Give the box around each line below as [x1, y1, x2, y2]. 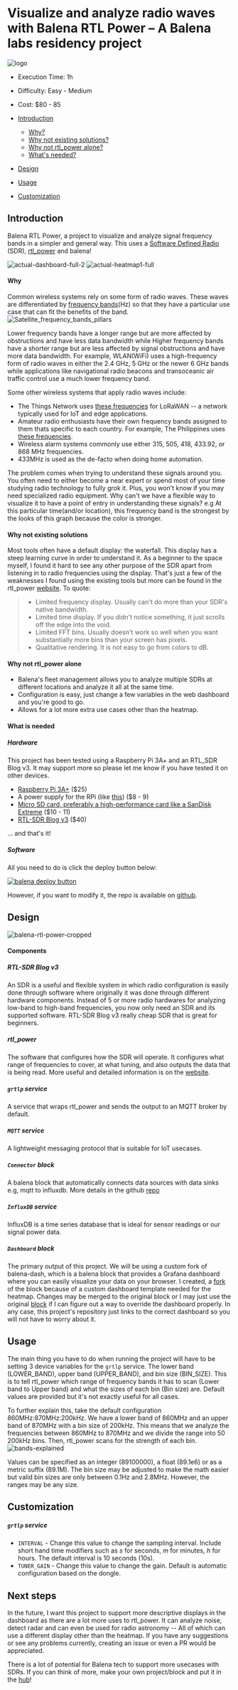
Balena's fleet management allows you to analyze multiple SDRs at [17, 675, 213, 684]
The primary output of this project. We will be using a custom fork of [7, 1262, 207, 1271]
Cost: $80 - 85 [17, 100, 62, 108]
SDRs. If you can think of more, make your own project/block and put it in [7, 1668, 222, 1676]
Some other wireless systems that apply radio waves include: [7, 388, 187, 397]
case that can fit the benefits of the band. [7, 308, 129, 316]
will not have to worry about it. [7, 1315, 97, 1323]
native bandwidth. [35, 605, 89, 614]
